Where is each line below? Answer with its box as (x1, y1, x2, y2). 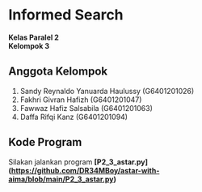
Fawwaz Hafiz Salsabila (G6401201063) (19, 103, 154, 113)
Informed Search (8, 6, 124, 24)
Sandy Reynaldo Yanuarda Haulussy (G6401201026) (19, 86, 195, 96)
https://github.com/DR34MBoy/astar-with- (11, 165, 160, 175)
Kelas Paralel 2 (8, 32, 59, 42)
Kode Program (8, 135, 82, 149)
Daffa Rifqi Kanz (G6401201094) (19, 112, 128, 122)
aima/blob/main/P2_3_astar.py (8, 174, 114, 184)
